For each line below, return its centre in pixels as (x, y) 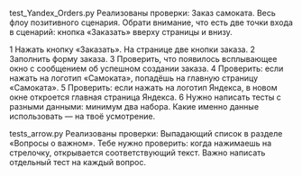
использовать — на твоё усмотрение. (82, 116)
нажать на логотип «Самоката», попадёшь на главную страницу (134, 78)
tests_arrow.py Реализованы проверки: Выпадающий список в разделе (146, 133)
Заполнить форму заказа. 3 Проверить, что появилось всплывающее (143, 59)
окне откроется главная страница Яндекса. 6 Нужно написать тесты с (146, 97)
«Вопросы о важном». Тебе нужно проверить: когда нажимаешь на (141, 143)
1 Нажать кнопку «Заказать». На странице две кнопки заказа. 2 (132, 49)
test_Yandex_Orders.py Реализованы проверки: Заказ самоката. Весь (143, 13)
